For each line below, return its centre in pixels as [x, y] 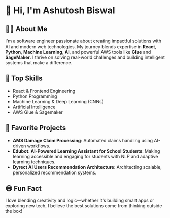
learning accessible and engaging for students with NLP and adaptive [85, 156]
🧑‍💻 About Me [26, 29]
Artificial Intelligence [34, 107]
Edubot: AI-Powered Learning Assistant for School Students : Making [86, 151]
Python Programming [35, 96]
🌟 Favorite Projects [36, 128]
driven [19, 146]
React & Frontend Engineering [44, 91]
